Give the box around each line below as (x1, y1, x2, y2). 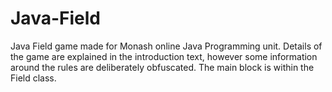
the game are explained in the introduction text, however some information (10, 50, 318, 62)
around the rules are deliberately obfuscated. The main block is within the (10, 61, 315, 73)
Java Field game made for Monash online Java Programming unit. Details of (10, 40, 323, 52)
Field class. (10, 72, 57, 84)
